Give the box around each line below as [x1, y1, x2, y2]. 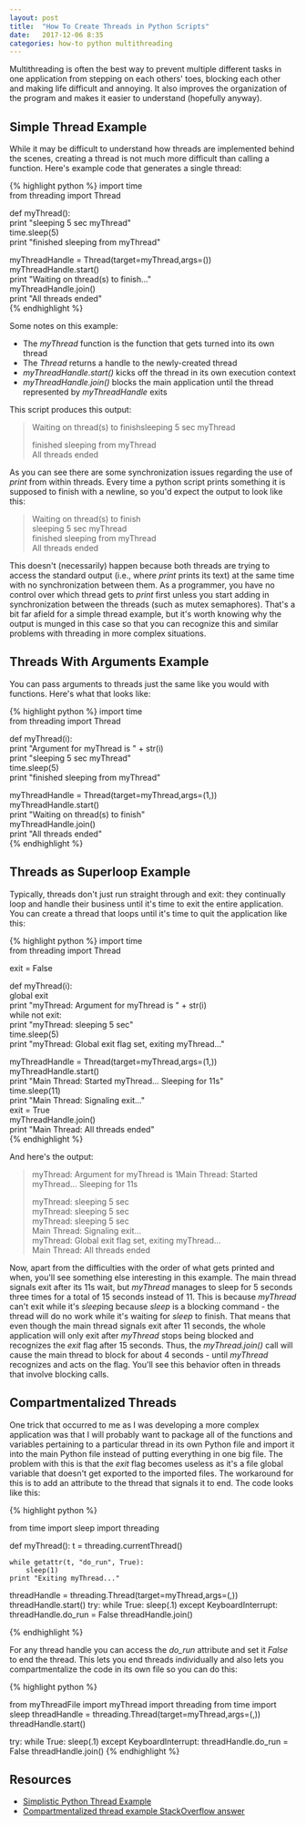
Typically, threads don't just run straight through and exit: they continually [9, 888, 286, 899]
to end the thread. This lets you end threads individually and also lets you [9, 1654, 284, 1665]
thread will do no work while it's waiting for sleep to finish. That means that [9, 1310, 291, 1321]
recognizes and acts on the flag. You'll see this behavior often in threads [9, 1358, 280, 1369]
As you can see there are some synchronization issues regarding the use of [9, 467, 293, 478]
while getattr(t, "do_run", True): [9, 1557, 145, 1567]
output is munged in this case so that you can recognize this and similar [9, 619, 280, 630]
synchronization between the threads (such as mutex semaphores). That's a [9, 599, 296, 610]
